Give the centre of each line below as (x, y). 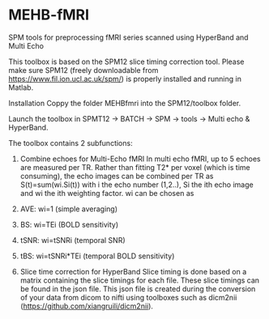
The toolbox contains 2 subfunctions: (70, 142)
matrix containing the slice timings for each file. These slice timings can (140, 280)
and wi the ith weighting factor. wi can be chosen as (107, 193)
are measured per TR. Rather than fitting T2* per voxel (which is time (135, 167)
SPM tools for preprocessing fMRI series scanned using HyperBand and (128, 37)
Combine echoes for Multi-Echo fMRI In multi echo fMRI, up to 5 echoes (140, 159)
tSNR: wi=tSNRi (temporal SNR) (73, 240)
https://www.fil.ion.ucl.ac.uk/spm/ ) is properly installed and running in (125, 79)
